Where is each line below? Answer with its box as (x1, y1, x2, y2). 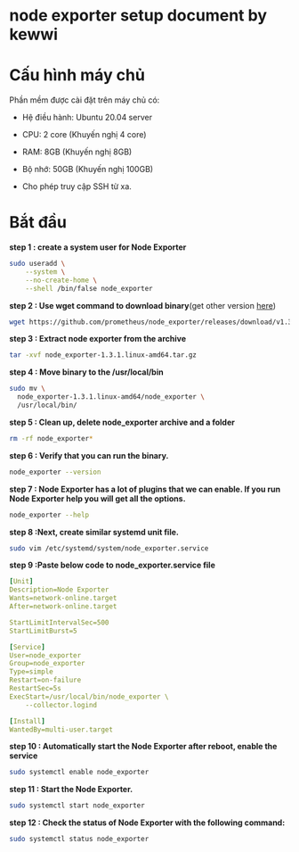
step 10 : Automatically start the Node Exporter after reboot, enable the (9, 741, 278, 752)
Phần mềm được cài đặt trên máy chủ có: (9, 95, 160, 105)
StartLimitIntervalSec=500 (9, 617, 109, 627)
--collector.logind (25, 700, 98, 709)
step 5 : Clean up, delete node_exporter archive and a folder (9, 417, 236, 427)
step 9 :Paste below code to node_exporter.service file (9, 559, 215, 571)
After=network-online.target (9, 602, 117, 611)
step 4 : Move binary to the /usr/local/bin (9, 367, 164, 377)
